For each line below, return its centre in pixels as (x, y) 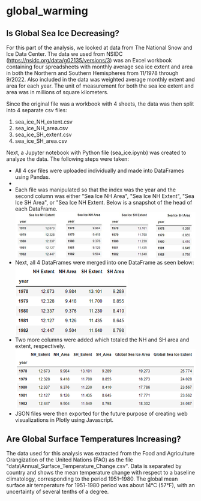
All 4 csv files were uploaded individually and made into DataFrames (99, 170)
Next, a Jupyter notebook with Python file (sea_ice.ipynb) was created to (96, 152)
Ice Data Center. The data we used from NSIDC (64, 54)
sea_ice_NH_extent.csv (44, 122)
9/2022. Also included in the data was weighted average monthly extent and (100, 79)
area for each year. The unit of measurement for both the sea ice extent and (100, 86)
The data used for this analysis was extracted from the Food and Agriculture (100, 454)
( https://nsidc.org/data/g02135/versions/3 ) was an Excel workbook (89, 60)
